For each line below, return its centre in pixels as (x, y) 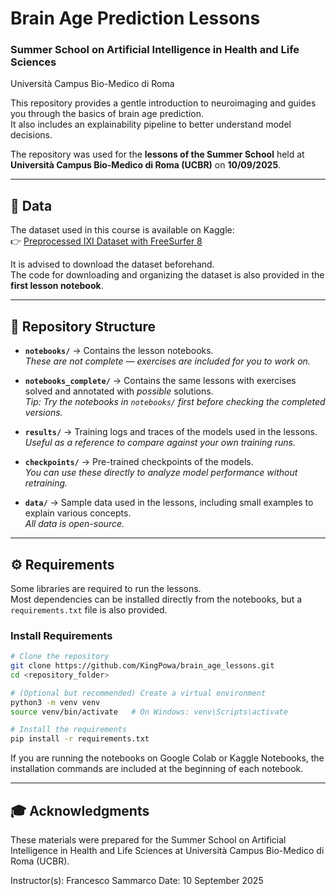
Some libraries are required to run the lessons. (106, 588)
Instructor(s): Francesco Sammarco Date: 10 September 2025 (137, 881)
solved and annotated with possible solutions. (119, 391)
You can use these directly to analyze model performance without (161, 473)
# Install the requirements (69, 730)
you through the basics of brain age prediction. (107, 114)
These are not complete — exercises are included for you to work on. (167, 361)
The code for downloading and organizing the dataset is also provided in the (167, 275)
